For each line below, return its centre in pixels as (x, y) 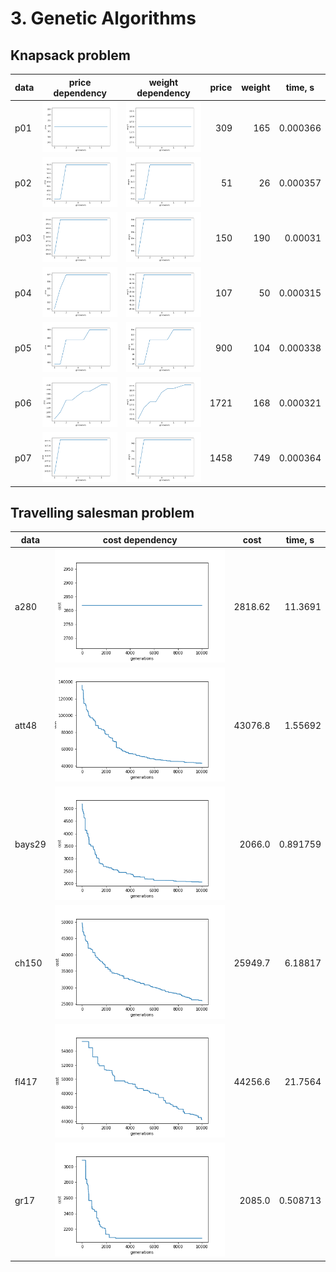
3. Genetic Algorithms (103, 18)
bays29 (30, 844)
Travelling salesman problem (102, 513)
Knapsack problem (70, 55)
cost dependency (140, 539)
